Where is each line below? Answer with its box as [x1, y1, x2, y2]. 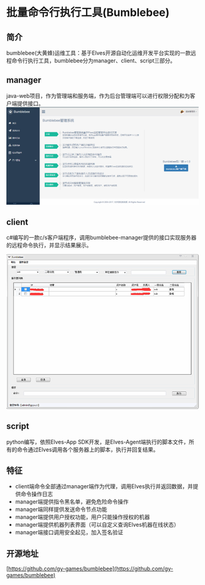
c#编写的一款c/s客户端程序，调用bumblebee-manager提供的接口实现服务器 [6, 234, 197, 241]
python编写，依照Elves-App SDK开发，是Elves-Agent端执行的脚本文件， [6, 438, 189, 445]
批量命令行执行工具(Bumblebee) [6, 6, 170, 20]
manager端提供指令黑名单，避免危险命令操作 [15, 498, 129, 505]
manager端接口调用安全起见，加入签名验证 [15, 529, 124, 536]
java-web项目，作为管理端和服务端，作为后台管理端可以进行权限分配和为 [6, 92, 190, 99]
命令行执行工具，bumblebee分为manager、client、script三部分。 [11, 57, 176, 64]
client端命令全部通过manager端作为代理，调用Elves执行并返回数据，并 [15, 483, 193, 490]
